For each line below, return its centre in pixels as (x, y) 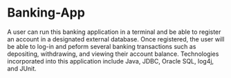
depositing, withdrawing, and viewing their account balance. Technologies (113, 54)
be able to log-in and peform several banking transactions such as (102, 46)
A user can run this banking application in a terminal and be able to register (114, 32)
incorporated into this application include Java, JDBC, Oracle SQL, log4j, (111, 61)
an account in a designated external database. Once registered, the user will (116, 39)
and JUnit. (22, 68)
